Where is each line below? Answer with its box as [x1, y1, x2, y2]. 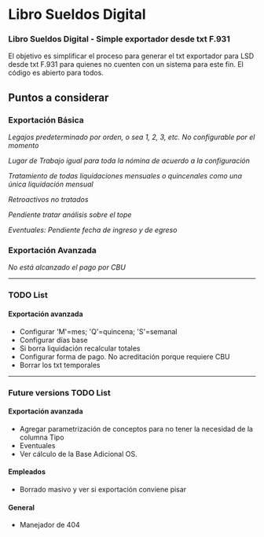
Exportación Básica [8, 114, 84, 125]
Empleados [8, 467, 46, 476]
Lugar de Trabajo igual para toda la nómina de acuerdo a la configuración [8, 156, 250, 166]
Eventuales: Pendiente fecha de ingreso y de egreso [8, 226, 178, 235]
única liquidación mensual [8, 179, 93, 189]
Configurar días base [19, 335, 88, 344]
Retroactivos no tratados [8, 195, 89, 204]
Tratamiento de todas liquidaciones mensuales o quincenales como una [8, 171, 242, 181]
